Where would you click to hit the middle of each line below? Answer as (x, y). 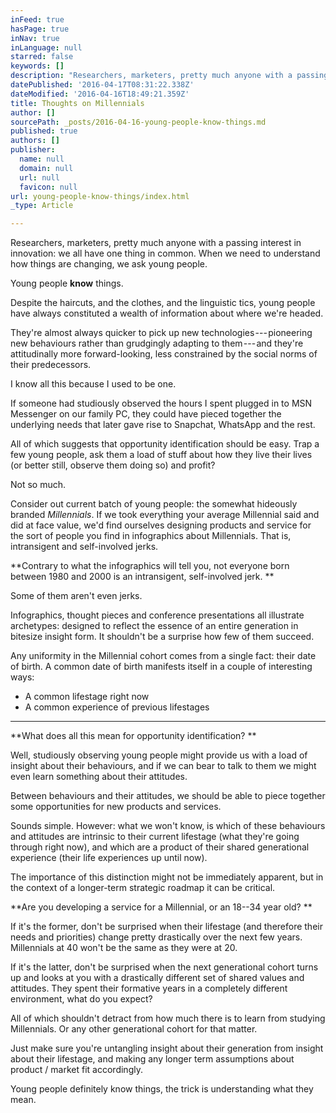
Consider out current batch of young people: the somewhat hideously (154, 504)
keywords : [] (37, 66)
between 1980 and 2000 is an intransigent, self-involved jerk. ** (142, 577)
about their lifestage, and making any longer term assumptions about (152, 1059)
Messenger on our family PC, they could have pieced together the (146, 414)
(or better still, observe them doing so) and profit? (113, 465)
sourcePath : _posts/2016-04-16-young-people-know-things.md (138, 122)
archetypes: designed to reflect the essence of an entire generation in (154, 626)
